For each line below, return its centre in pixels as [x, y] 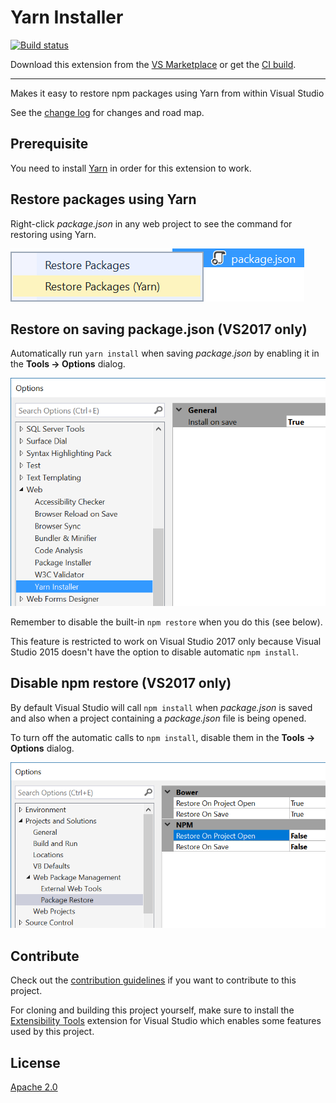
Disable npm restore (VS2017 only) [121, 683]
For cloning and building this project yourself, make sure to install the [152, 1010]
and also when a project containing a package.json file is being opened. [158, 718]
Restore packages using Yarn [103, 199]
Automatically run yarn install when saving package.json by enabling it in [165, 353]
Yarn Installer [67, 17]
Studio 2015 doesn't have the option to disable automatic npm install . [154, 652]
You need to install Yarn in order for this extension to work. [131, 168]
